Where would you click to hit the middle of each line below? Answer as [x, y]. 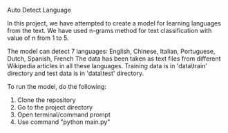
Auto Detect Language [39, 10]
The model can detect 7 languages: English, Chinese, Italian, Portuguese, [111, 51]
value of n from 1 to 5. [38, 38]
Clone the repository [46, 100]
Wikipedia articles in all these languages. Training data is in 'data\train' [107, 66]
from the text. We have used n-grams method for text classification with [110, 31]
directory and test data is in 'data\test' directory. [76, 73]
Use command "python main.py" [64, 122]
